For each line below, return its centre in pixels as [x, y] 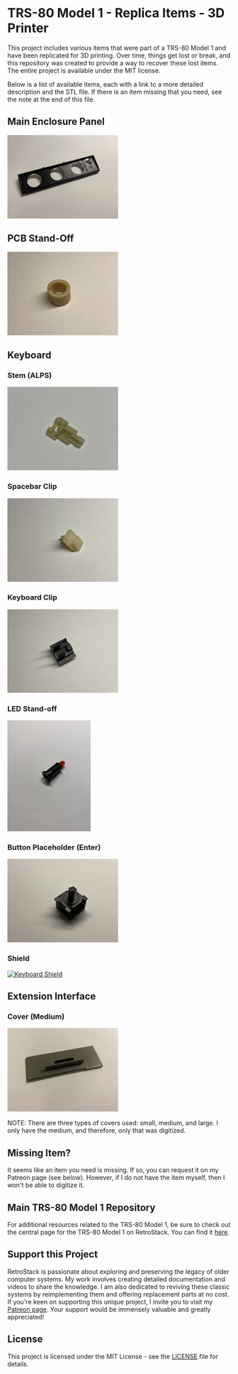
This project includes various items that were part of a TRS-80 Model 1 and [117, 48]
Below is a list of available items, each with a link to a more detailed [106, 84]
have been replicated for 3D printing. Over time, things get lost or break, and [119, 55]
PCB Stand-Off [41, 238]
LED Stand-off [32, 708]
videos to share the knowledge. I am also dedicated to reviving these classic [119, 1287]
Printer [28, 28]
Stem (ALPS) [30, 375]
